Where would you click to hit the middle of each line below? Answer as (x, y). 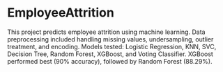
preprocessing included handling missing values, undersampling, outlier (110, 39)
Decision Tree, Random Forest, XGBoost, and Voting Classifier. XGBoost (110, 54)
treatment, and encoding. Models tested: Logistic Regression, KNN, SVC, (112, 46)
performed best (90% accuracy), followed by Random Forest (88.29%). (110, 61)
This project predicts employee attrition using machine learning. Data (106, 32)
